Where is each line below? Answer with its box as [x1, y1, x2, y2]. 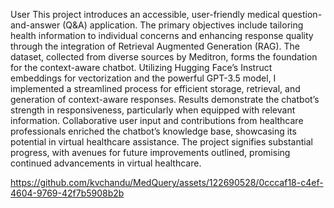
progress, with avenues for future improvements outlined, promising [10, 147, 291, 158]
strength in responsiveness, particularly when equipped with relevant [10, 104, 296, 116]
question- [281, 9, 323, 20]
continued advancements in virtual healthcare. [10, 157, 202, 169]
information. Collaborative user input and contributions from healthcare [10, 115, 304, 126]
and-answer [10, 19, 61, 31]
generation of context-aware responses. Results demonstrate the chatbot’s [10, 94, 320, 105]
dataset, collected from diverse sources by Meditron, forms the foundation [10, 51, 318, 63]
